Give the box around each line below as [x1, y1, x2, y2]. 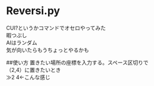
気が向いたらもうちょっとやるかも [6, 46, 89, 54]
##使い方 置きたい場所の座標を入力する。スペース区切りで [6, 59, 149, 66]
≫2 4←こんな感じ [6, 74, 50, 81]
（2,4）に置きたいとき [6, 66, 61, 73]
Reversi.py [6, 4, 60, 18]
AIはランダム [6, 39, 37, 46]
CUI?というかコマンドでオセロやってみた [6, 24, 106, 31]
